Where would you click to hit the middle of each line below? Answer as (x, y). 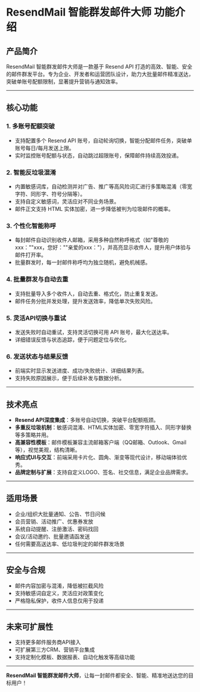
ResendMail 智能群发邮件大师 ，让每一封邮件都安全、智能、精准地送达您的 (97, 675)
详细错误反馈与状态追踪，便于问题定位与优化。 (72, 339)
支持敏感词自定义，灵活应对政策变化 (59, 593)
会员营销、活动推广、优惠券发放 (54, 521)
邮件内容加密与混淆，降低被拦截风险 (59, 586)
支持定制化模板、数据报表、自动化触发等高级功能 (75, 657)
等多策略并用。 (33, 434)
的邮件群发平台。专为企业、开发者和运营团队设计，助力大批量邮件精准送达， (100, 74)
